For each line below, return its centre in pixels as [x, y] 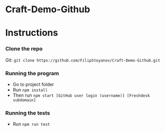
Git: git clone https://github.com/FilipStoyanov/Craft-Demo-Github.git [83, 60]
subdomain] [24, 100]
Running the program [32, 73]
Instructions [32, 33]
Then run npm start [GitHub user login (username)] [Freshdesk [81, 95]
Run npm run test [31, 124]
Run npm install [30, 90]
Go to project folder [33, 84]
